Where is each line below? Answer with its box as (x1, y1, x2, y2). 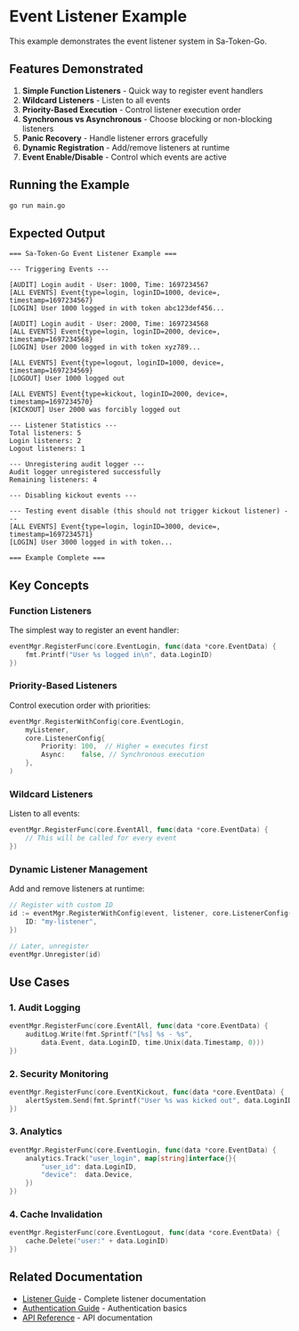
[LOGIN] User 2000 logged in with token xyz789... (9, 343, 201, 352)
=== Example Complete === (9, 554, 105, 563)
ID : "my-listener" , (25, 916, 98, 926)
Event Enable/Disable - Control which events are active (21, 152, 227, 162)
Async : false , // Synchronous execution (41, 751, 205, 760)
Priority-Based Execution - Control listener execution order (21, 104, 242, 115)
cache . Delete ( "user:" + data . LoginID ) (25, 1237, 169, 1245)
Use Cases (9, 974, 70, 990)
